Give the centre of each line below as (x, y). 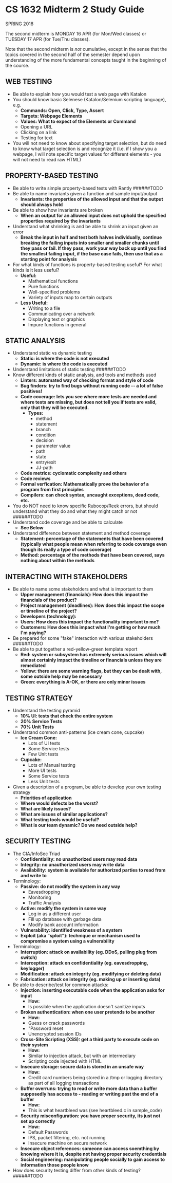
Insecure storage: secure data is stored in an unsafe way (82, 1066)
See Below (32, 528)
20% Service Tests (41, 721)
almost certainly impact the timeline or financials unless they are (91, 660)
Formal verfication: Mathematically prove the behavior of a (84, 484)
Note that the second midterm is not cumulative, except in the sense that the (86, 49)
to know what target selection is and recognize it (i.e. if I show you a (85, 149)
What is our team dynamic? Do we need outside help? (79, 825)
